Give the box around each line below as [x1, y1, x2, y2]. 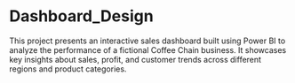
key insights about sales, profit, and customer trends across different [9, 54, 262, 64]
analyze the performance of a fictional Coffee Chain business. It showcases [9, 44, 287, 55]
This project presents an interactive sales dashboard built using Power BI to [9, 35, 286, 46]
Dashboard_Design [9, 6, 154, 26]
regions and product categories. [9, 64, 127, 74]
